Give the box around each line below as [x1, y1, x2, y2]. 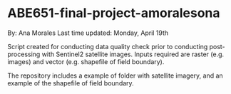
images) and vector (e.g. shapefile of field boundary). [7, 57, 165, 66]
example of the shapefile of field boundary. [7, 78, 134, 87]
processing [7, 50, 41, 58]
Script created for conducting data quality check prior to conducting [7, 42, 208, 51]
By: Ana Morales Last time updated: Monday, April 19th [7, 28, 169, 37]
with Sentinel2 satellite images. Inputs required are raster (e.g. [41, 50, 225, 58]
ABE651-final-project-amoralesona [7, 5, 220, 21]
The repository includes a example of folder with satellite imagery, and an [7, 71, 223, 80]
